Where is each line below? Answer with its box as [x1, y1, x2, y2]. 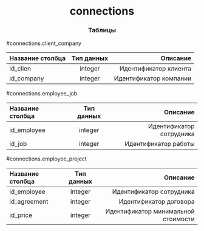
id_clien [9, 64, 32, 73]
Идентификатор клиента [119, 64, 192, 73]
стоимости [163, 215, 195, 223]
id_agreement [9, 198, 49, 206]
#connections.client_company [6, 40, 82, 47]
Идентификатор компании [114, 74, 192, 83]
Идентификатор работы [124, 140, 195, 148]
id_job [9, 140, 27, 148]
